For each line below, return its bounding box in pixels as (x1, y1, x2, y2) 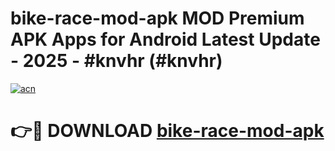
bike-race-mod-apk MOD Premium (10, 7, 305, 30)
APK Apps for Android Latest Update (10, 28, 321, 51)
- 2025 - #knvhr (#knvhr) (10, 50, 223, 72)
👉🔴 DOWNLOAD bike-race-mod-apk (10, 120, 325, 142)
